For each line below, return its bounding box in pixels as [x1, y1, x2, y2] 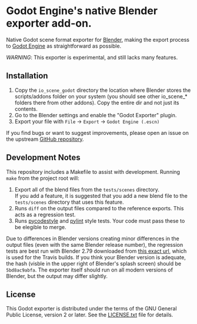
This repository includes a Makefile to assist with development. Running [6, 168, 181, 175]
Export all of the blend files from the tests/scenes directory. [14, 186, 160, 193]
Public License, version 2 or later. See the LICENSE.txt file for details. [6, 311, 173, 319]
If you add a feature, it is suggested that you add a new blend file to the [14, 192, 188, 199]
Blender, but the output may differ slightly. [6, 272, 108, 279]
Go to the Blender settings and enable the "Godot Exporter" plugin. [14, 111, 177, 118]
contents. [14, 105, 38, 113]
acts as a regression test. [14, 211, 76, 218]
